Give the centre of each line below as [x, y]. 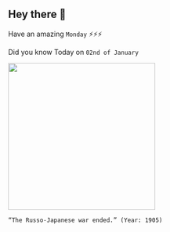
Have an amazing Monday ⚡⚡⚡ [55, 34]
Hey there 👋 [37, 14]
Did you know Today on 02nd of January [74, 52]
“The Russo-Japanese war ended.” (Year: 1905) [85, 220]
